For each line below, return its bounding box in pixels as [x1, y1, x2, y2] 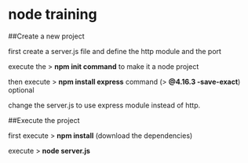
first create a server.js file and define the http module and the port [8, 46, 222, 56]
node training [8, 5, 97, 24]
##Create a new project [8, 31, 85, 41]
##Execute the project [8, 115, 80, 125]
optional [8, 85, 35, 95]
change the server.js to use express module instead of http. [8, 100, 201, 110]
